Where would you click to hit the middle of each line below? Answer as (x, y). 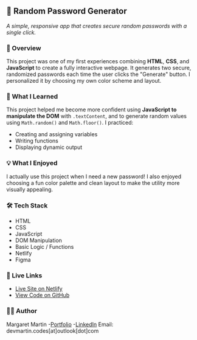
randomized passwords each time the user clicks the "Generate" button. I (98, 74)
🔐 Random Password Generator (67, 11)
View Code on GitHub (42, 295)
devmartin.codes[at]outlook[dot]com (53, 331)
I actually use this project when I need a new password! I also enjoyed (94, 176)
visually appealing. (30, 189)
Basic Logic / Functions (44, 247)
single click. (21, 32)
